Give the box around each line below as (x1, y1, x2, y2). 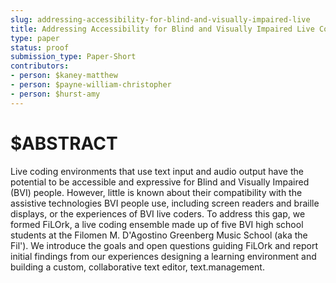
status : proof (10, 42, 70, 53)
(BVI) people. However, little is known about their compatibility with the (10, 186, 303, 198)
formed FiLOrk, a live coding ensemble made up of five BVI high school (10, 218, 304, 230)
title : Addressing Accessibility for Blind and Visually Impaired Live (10, 24, 315, 34)
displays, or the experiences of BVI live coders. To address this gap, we (10, 207, 306, 220)
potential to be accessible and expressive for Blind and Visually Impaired (10, 176, 310, 188)
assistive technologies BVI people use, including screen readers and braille (10, 197, 320, 209)
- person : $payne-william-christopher (10, 80, 172, 90)
